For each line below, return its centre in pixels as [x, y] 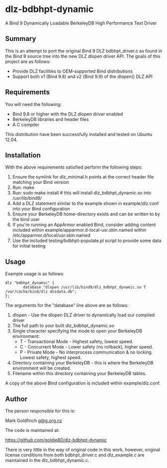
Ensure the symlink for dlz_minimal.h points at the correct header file [83, 177]
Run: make [23, 187]
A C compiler [26, 124]
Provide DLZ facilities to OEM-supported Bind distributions [73, 71]
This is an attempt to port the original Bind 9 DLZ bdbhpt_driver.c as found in [84, 50]
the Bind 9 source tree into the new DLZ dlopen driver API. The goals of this [83, 56]
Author [16, 399]
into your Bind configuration [41, 209]
